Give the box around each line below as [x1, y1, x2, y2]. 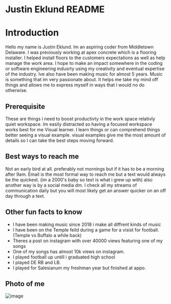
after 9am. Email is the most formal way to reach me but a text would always [5, 171, 166, 177]
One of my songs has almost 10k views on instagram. [12, 248, 125, 254]
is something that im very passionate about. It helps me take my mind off [5, 77, 158, 83]
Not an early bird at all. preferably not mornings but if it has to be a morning [5, 166, 164, 172]
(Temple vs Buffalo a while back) [12, 232, 82, 238]
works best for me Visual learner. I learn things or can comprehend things [5, 126, 160, 132]
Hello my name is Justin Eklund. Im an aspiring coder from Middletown [5, 44, 154, 50]
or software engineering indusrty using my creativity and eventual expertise [5, 65, 165, 72]
